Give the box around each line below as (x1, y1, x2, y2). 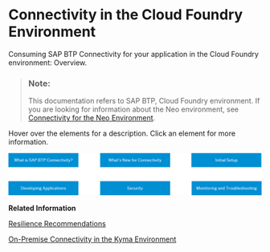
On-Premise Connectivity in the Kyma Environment (8, 234, 177, 244)
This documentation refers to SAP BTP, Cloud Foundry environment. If (27, 96, 260, 106)
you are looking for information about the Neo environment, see (27, 104, 239, 114)
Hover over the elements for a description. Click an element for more (8, 128, 235, 138)
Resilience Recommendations (8, 218, 106, 228)
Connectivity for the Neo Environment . (27, 113, 156, 123)
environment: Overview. (8, 58, 88, 67)
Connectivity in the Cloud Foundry (8, 6, 243, 24)
